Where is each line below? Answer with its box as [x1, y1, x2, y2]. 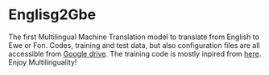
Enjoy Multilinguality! [8, 57, 77, 67]
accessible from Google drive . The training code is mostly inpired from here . [8, 49, 262, 58]
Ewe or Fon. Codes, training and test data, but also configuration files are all [8, 40, 260, 49]
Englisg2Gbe [8, 6, 97, 24]
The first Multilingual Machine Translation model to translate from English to [8, 32, 260, 41]
